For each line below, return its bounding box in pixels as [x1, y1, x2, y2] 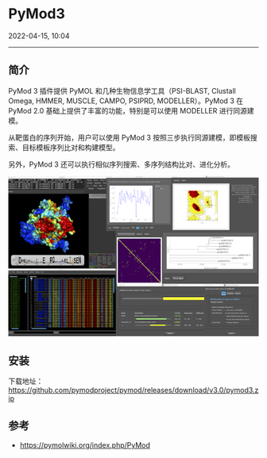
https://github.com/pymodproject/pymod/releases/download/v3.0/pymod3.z [8, 386, 259, 395]
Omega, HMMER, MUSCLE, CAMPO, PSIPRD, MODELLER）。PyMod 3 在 [8, 96, 244, 106]
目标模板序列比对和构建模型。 [21, 142, 120, 152]
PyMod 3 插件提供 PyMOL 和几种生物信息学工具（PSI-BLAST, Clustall [8, 86, 236, 95]
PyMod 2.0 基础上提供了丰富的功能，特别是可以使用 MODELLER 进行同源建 [8, 106, 254, 115]
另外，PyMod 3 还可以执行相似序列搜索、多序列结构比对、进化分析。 [8, 160, 235, 169]
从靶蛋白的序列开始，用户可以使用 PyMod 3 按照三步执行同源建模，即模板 [8, 133, 250, 142]
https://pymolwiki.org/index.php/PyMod [19, 440, 151, 449]
